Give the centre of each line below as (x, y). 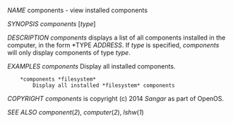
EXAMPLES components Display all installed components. (91, 66)
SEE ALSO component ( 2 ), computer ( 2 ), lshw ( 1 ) (76, 112)
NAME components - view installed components (78, 10)
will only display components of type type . (69, 53)
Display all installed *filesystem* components (104, 86)
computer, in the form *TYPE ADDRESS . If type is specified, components (113, 45)
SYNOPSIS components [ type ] (52, 24)
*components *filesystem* (58, 79)
